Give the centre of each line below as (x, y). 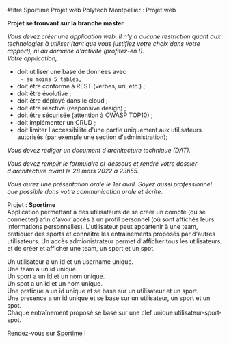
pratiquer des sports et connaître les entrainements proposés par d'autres (111, 234)
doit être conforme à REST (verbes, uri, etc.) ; (81, 86)
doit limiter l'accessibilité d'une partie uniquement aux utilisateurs (109, 130)
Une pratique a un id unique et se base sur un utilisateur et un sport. (103, 291)
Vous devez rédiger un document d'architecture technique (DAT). (99, 150)
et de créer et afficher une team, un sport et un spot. (81, 248)
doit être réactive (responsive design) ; (71, 108)
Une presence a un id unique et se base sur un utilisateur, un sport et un (109, 298)
